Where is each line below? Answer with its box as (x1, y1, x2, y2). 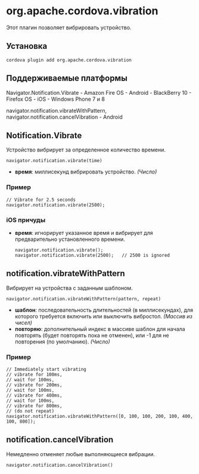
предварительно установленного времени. (14, 236, 125, 243)
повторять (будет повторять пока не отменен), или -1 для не (14, 332, 170, 339)
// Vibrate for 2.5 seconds (6, 197, 76, 203)
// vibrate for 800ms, (6, 403, 63, 409)
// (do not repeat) (6, 408, 55, 414)
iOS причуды (6, 216, 46, 224)
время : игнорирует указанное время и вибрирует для (14, 229, 153, 236)
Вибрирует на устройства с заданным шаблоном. (6, 284, 133, 292)
